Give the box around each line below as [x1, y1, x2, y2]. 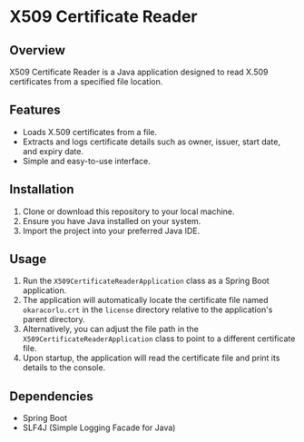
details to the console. [22, 362, 106, 373]
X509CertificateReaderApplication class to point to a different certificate [22, 333, 296, 344]
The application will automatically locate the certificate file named [22, 295, 270, 306]
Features [9, 103, 61, 118]
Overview [9, 43, 66, 58]
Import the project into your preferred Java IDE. [22, 225, 201, 236]
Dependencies [9, 388, 93, 404]
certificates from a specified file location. [9, 76, 163, 87]
